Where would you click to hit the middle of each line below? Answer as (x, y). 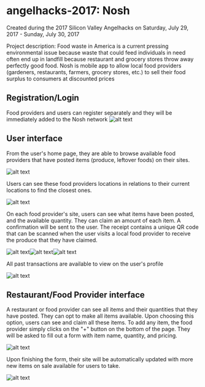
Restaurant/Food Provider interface (76, 295)
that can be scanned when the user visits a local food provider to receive (99, 233)
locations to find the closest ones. (49, 190)
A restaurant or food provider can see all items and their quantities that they (102, 310)
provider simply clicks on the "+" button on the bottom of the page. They (98, 329)
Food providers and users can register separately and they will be (89, 113)
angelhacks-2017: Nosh (68, 11)
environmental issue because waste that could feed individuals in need (96, 52)
